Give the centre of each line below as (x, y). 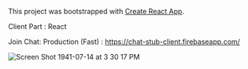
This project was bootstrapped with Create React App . (96, 11)
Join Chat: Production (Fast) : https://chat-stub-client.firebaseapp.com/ (124, 42)
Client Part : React (37, 26)
